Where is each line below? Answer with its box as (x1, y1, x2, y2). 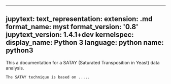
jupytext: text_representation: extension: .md (6, 15, 153, 23)
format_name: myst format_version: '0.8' (6, 23, 139, 31)
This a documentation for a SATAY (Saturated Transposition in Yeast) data (6, 59, 160, 65)
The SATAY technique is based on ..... (6, 74, 90, 79)
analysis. (6, 65, 24, 71)
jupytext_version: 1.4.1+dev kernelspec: (6, 31, 134, 39)
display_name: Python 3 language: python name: (6, 38, 164, 47)
